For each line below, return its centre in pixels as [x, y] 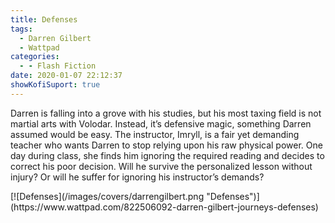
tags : [21, 29]
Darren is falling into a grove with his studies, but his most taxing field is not [166, 113]
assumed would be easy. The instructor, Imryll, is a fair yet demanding [155, 134]
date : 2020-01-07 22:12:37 [66, 76]
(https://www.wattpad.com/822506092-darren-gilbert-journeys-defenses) [164, 207]
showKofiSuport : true [55, 85]
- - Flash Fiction [58, 66]
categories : [35, 57]
